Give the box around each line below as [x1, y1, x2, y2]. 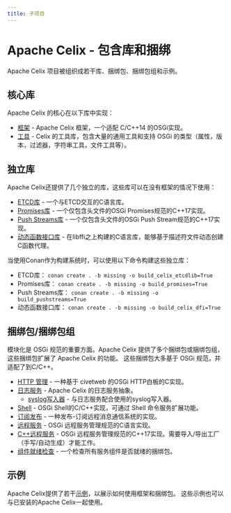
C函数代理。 [17, 242, 54, 250]
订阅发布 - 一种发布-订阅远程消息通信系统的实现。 [17, 412, 161, 420]
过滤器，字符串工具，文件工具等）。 [29, 141, 131, 150]
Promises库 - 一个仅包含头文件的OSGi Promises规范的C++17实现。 [17, 207, 209, 215]
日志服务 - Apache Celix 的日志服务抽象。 [17, 386, 137, 394]
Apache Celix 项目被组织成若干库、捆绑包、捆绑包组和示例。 [7, 67, 182, 75]
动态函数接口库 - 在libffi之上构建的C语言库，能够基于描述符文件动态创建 [17, 232, 224, 241]
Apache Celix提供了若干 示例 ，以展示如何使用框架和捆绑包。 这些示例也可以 [7, 489, 224, 498]
